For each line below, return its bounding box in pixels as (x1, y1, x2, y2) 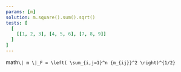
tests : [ (5, 20, 28, 26)
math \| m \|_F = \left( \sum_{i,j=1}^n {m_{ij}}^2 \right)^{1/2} (5, 58, 176, 66)
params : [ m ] (5, 8, 36, 15)
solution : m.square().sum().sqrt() (5, 14, 96, 20)
